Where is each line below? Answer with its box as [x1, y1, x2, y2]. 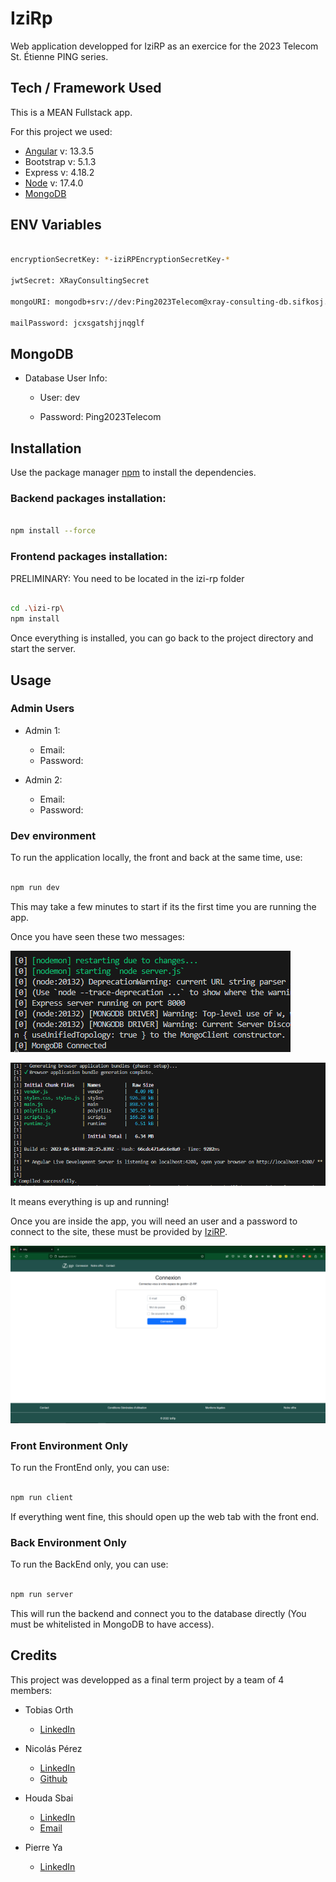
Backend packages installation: [10, 492, 167, 506]
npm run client [10, 1492, 74, 1502]
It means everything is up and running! [10, 1196, 170, 1208]
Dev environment [10, 828, 97, 842]
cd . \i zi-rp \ [10, 603, 65, 614]
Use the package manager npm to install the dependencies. [10, 467, 257, 479]
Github [39, 1772, 68, 1784]
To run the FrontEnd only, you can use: [10, 1462, 170, 1474]
